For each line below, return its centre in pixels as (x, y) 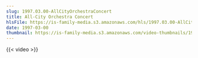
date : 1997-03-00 (27, 28)
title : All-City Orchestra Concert (50, 17)
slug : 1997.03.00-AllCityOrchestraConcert (59, 11)
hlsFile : (17, 22)
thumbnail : (19, 33)
